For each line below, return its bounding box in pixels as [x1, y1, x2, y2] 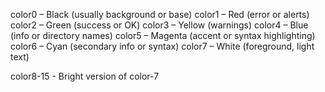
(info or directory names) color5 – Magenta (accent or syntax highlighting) [10, 30, 316, 41]
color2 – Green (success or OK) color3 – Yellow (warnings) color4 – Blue [10, 19, 309, 31]
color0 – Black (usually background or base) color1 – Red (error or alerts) [10, 9, 310, 20]
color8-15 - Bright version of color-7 [10, 70, 160, 82]
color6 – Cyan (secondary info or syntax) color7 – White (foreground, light [10, 40, 315, 52]
